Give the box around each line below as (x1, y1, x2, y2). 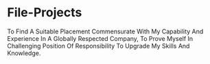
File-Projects (7, 5, 82, 20)
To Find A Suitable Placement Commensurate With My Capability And (7, 27, 204, 35)
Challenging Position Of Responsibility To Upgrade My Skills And (7, 42, 190, 50)
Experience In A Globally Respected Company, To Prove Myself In (7, 34, 194, 42)
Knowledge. (7, 49, 41, 57)
